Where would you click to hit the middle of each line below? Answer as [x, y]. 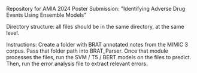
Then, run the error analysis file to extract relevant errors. [77, 63]
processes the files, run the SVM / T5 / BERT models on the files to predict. [99, 57]
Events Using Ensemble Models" [46, 15]
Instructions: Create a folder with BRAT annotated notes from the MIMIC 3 [97, 45]
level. [13, 33]
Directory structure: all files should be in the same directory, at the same [95, 27]
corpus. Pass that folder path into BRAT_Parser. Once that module [87, 51]
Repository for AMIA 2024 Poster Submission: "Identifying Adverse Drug [96, 9]
